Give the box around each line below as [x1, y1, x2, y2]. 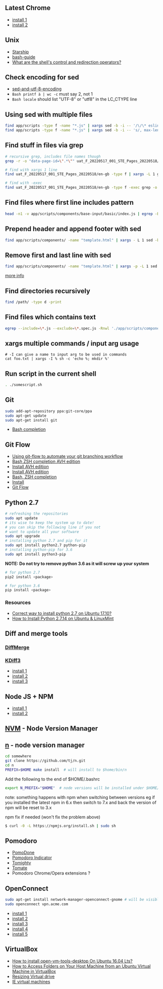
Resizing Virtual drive [12, 973, 55, 979]
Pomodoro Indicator [12, 855, 52, 860]
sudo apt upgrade [5, 534, 40, 539]
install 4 [12, 926, 28, 932]
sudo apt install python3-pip [5, 551, 66, 557]
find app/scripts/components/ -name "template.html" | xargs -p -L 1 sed [5, 264, 158, 269]
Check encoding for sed [5, 73, 79, 81]
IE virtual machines [12, 978, 50, 984]
